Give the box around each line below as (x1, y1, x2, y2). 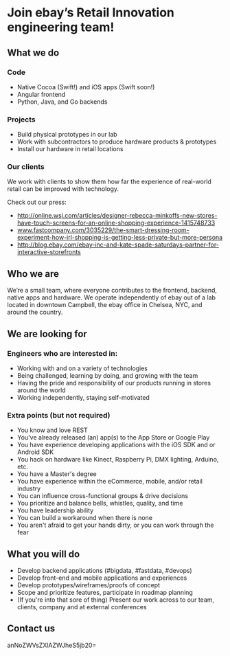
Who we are (7, 268, 60, 280)
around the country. (7, 308, 63, 317)
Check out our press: (7, 198, 67, 207)
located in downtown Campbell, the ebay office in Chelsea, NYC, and (7, 301, 203, 309)
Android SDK (16, 448, 54, 456)
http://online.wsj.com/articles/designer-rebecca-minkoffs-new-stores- (16, 212, 218, 220)
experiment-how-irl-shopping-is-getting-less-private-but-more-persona (16, 234, 223, 242)
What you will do (7, 548, 80, 560)
